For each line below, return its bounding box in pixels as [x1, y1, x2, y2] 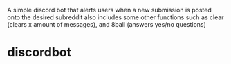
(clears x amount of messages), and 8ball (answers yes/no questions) [7, 21, 206, 28]
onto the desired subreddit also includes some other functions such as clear [7, 13, 224, 21]
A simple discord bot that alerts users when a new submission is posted [7, 6, 212, 14]
